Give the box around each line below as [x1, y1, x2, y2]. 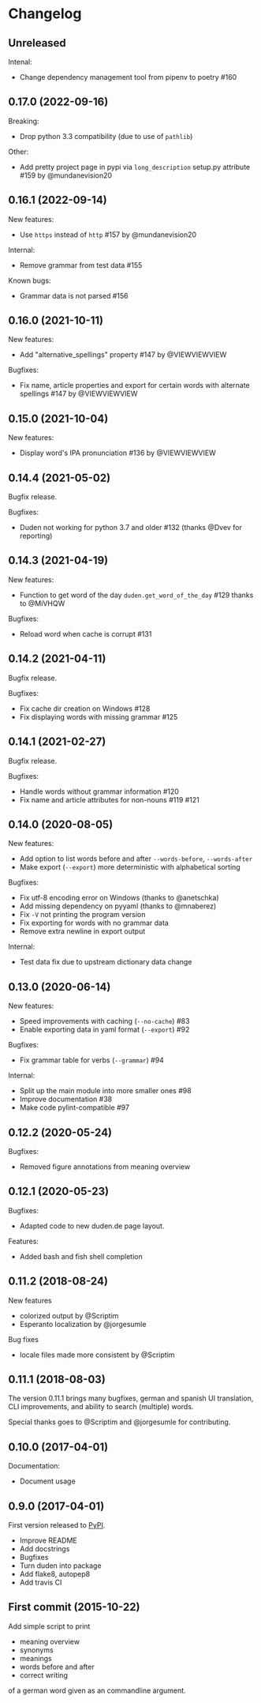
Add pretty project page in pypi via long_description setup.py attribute [19, 162, 251, 171]
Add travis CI [19, 1577, 62, 1587]
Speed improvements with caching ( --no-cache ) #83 [19, 1017, 190, 1026]
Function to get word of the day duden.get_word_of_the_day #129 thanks [19, 590, 254, 600]
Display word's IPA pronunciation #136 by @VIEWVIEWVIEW [19, 448, 217, 458]
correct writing [19, 1670, 69, 1679]
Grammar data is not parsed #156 [19, 291, 129, 300]
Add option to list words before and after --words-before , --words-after [19, 854, 253, 863]
